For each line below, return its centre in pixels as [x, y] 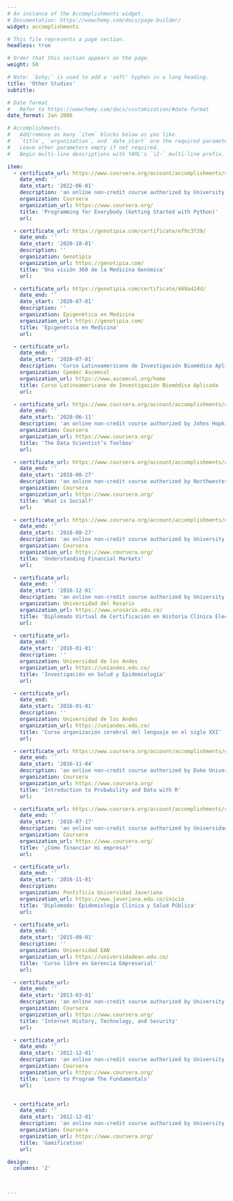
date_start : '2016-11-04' [57, 764]
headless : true [29, 46]
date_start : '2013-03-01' [57, 995]
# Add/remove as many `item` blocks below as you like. [93, 135]
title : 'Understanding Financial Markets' [82, 558]
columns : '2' [32, 1168]
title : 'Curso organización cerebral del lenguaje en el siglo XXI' [121, 732]
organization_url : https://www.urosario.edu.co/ [91, 610]
